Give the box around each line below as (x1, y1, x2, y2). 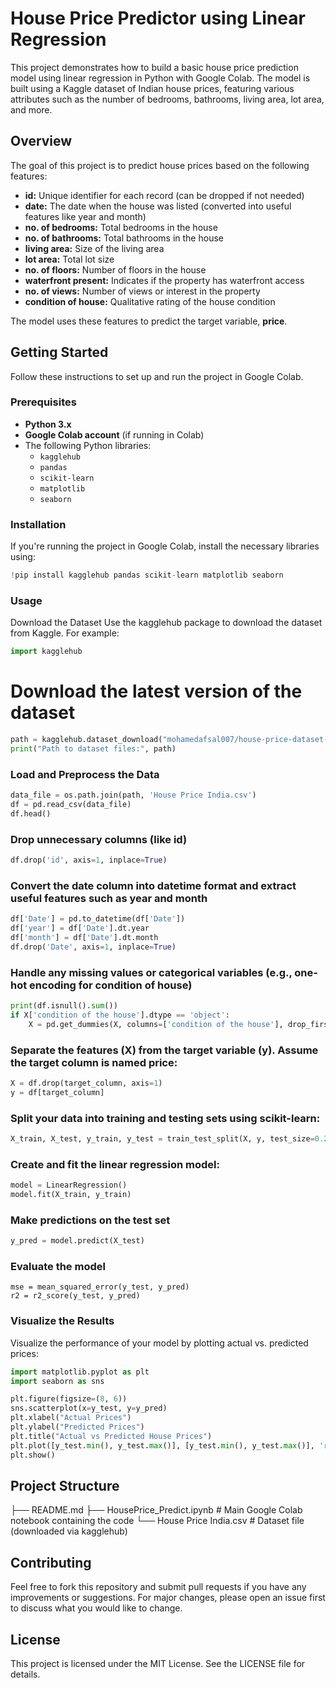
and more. (10, 103, 53, 116)
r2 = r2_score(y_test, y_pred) (10, 1291, 141, 1301)
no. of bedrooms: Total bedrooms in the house (24, 221, 218, 233)
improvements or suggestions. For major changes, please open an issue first (10, 1592, 326, 1604)
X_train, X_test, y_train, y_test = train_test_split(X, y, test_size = (10, 1134, 315, 1144)
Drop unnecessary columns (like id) (10, 832, 188, 846)
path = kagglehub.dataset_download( (10, 735, 163, 745)
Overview (10, 133, 73, 150)
